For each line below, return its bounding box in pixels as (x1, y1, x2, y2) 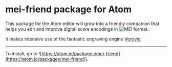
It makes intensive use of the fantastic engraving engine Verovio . (5, 36, 142, 42)
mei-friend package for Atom (5, 4, 132, 15)
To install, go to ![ (5, 50, 42, 57)
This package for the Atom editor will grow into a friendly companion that (5, 20, 160, 27)
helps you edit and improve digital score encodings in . (5, 26, 149, 32)
